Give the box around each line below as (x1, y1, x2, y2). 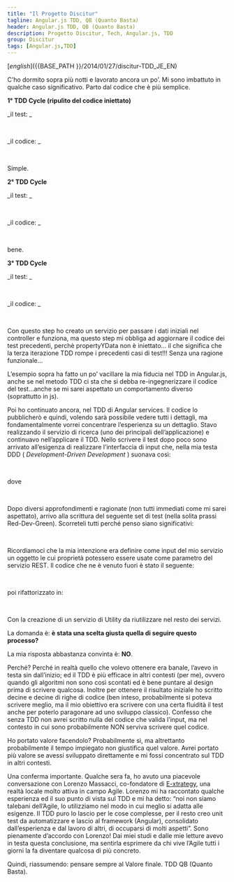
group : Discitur (7, 36, 54, 43)
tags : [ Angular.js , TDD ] (7, 43, 77, 50)
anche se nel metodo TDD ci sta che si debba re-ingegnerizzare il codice (7, 377, 218, 385)
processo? (7, 637, 39, 644)
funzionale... (7, 356, 43, 364)
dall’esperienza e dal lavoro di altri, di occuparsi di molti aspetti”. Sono (7, 824, 209, 832)
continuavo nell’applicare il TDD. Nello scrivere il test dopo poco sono (7, 435, 207, 444)
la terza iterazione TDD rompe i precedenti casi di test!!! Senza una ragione (7, 349, 224, 357)
